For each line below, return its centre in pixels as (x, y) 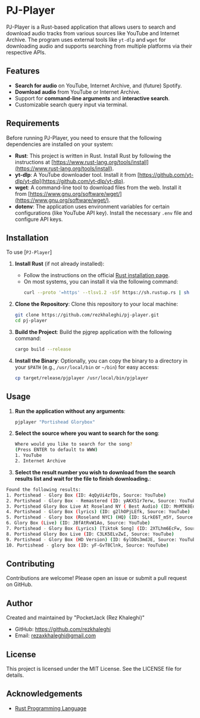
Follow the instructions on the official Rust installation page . (97, 275)
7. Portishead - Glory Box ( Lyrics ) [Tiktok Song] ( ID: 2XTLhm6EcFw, (94, 529)
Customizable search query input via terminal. (71, 105)
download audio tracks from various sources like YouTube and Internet (93, 33)
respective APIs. (26, 52)
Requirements (33, 123)
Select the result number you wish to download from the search (95, 472)
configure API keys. (39, 219)
